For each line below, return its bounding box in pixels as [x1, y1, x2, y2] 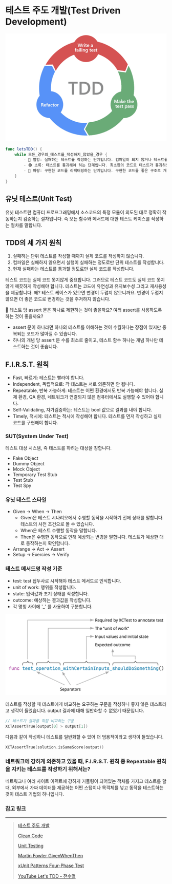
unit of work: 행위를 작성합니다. [12, 584, 77, 591]
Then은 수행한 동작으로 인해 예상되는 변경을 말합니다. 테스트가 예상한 [20, 534, 159, 540]
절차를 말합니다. [10, 222, 42, 228]
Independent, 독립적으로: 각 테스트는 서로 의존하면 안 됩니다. [12, 381, 135, 387]
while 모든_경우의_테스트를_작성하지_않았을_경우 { [14, 152, 107, 157]
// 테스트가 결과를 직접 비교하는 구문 [5, 719, 74, 724]
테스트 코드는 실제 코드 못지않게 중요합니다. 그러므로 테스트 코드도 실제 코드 [5, 277, 156, 283]
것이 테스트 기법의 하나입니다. [5, 791, 64, 797]
